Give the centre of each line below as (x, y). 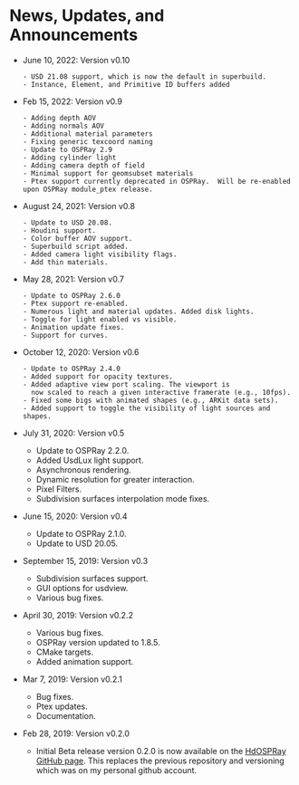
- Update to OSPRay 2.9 (68, 149)
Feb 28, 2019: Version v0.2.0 (76, 733)
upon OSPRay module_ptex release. (87, 189)
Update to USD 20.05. (77, 543)
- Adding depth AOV (59, 118)
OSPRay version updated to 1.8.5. (98, 642)
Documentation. (66, 715)
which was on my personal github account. (116, 770)
